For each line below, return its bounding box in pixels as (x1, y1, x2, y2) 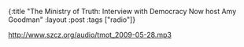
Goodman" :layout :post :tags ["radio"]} (8, 15, 136, 24)
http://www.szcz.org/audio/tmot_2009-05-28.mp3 (8, 31, 172, 39)
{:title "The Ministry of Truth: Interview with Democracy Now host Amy (8, 7, 237, 16)
